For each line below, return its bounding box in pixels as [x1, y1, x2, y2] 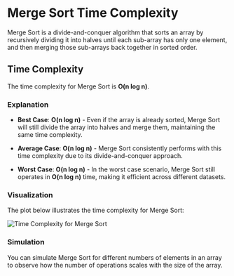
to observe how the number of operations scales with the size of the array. [7, 261, 223, 269]
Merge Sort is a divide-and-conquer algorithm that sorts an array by [7, 28, 204, 37]
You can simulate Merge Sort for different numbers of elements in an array [7, 253, 222, 261]
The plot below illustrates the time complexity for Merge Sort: [7, 206, 184, 215]
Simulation [7, 237, 45, 247]
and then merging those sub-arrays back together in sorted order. [7, 43, 198, 51]
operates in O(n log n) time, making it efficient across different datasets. [17, 173, 226, 181]
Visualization [7, 190, 53, 199]
